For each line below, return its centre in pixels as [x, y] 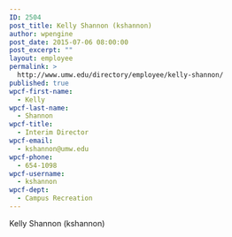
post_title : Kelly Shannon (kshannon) [81, 26]
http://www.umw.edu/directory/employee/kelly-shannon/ [120, 75]
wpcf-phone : [31, 157]
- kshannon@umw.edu [53, 149]
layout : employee [41, 58]
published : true [39, 83]
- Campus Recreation [55, 199]
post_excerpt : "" [41, 50]
